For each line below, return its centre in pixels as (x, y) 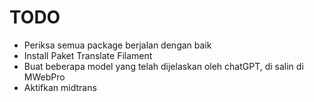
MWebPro (44, 77)
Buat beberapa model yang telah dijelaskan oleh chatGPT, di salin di (163, 66)
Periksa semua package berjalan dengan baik (117, 45)
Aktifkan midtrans (60, 87)
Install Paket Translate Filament (88, 55)
